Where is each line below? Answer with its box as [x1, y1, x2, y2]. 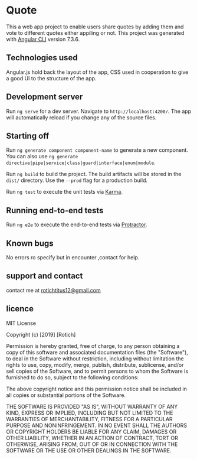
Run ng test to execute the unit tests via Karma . [6, 188, 123, 196]
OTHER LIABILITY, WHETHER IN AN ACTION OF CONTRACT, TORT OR [6, 434, 178, 441]
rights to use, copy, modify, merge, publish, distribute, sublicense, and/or [6, 361, 184, 368]
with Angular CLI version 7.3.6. [6, 35, 80, 43]
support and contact [6, 271, 83, 281]
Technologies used [6, 53, 78, 63]
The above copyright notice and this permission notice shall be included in [6, 385, 187, 392]
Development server [6, 92, 83, 102]
